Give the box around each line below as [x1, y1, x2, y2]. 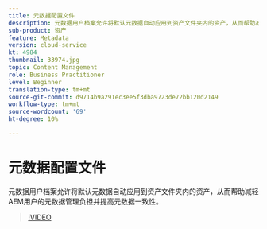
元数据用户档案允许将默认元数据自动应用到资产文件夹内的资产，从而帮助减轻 [8, 186, 259, 196]
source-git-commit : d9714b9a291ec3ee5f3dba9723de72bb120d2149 [8, 93, 219, 101]
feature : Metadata [8, 33, 69, 42]
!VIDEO [27, 212, 52, 222]
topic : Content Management [8, 64, 98, 72]
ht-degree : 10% [8, 115, 59, 123]
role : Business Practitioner [8, 71, 105, 79]
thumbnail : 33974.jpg [8, 56, 80, 64]
